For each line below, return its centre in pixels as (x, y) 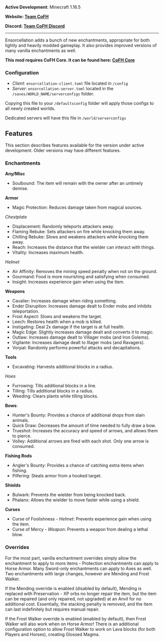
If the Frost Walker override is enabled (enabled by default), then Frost (76, 618)
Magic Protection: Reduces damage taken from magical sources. (77, 207)
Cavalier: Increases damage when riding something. (64, 301)
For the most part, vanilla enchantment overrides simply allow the (71, 558)
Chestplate (16, 217)
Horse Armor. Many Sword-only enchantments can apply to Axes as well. (79, 568)
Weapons (15, 292)
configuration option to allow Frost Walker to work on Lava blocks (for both (80, 629)
